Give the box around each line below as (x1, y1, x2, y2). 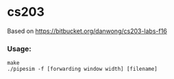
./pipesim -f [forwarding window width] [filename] (7, 66, 158, 73)
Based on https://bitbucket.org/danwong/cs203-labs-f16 (7, 27, 168, 35)
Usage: (7, 44, 32, 54)
